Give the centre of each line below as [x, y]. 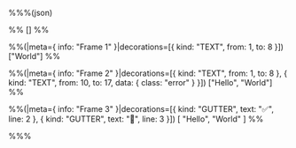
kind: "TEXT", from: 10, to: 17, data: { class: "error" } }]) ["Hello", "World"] [140, 82]
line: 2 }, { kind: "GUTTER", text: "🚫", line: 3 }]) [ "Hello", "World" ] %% [136, 119]
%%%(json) [31, 13]
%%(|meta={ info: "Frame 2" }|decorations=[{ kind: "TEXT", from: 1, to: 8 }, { [148, 73]
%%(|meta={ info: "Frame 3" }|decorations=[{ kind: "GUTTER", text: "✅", [141, 109]
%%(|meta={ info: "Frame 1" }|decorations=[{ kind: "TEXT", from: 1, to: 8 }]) [146, 47]
